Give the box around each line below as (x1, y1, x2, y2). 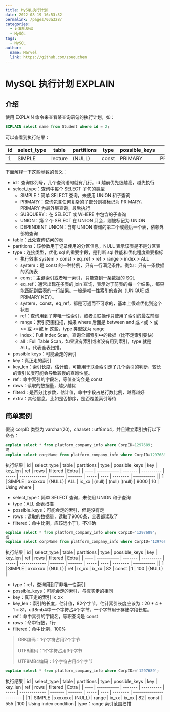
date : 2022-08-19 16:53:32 (5, 12, 62, 17)
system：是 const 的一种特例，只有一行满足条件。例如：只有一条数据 (20, 262, 165, 268)
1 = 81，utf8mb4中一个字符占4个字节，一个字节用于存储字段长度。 (12, 607, 152, 613)
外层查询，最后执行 (50, 205, 90, 211)
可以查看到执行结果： (5, 134, 50, 140)
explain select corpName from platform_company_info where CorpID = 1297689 (5, 452, 166, 457)
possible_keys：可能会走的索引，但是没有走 (12, 507, 105, 513)
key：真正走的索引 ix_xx (12, 594, 63, 600)
